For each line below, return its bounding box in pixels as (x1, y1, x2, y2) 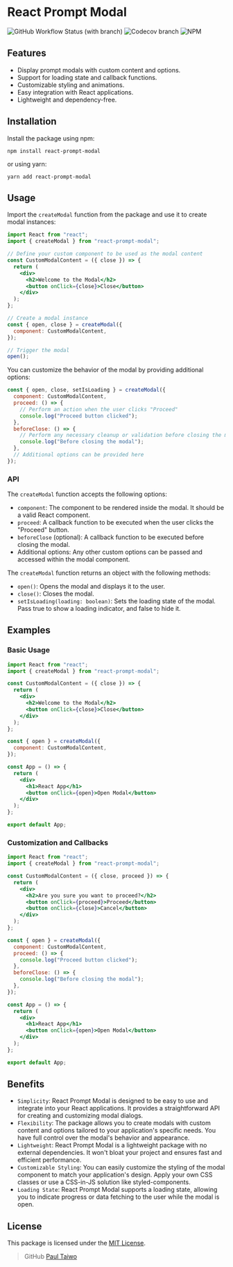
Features (7, 47, 46, 59)
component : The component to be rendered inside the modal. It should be (17, 504, 224, 512)
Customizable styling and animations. (17, 81, 125, 89)
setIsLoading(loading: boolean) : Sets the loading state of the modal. (17, 597, 216, 605)
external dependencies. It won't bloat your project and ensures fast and (17, 1149, 222, 1157)
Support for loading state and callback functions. (17, 73, 157, 81)
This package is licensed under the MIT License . (7, 1239, 146, 1248)
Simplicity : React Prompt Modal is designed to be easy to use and (17, 1097, 209, 1105)
